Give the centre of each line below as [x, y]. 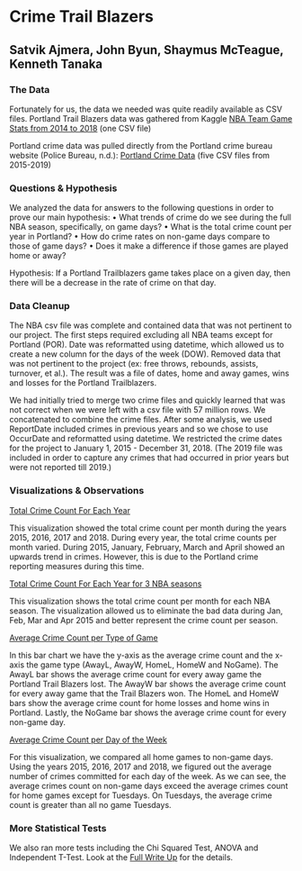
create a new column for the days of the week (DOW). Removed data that [145, 354]
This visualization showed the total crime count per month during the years [148, 528]
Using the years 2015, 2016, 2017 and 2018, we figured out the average [141, 767]
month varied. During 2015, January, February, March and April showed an [147, 547]
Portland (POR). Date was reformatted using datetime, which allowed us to [147, 345]
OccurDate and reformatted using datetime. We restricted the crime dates [146, 439]
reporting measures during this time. [77, 566]
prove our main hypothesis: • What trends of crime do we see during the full [151, 217]
